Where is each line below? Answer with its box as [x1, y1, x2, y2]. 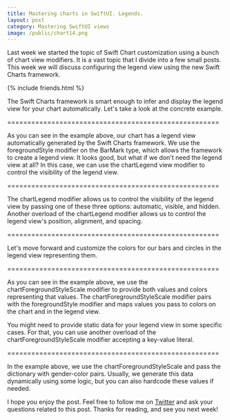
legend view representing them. [7, 251, 98, 259]
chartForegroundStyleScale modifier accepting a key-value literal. [7, 336, 195, 344]
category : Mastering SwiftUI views [7, 23, 110, 30]
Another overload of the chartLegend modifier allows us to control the [7, 210, 207, 218]
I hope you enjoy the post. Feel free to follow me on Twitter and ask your [7, 398, 213, 406]
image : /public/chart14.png [7, 29, 88, 37]
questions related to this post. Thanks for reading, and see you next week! [7, 405, 219, 414]
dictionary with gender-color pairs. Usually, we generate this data [7, 369, 193, 378]
